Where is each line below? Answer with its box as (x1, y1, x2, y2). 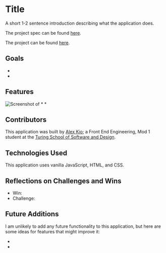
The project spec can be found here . (5, 30, 82, 36)
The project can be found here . (5, 39, 70, 46)
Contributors (5, 115, 47, 124)
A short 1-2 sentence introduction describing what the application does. (5, 20, 154, 26)
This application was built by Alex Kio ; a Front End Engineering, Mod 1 (5, 129, 150, 135)
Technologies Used (5, 148, 67, 157)
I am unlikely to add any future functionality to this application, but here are (5, 223, 161, 229)
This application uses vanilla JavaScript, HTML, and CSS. (5, 162, 125, 168)
